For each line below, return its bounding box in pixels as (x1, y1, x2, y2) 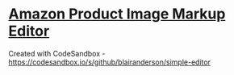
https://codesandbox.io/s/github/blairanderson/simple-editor (8, 57, 211, 67)
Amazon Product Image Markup (8, 5, 226, 23)
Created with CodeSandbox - (8, 48, 106, 58)
